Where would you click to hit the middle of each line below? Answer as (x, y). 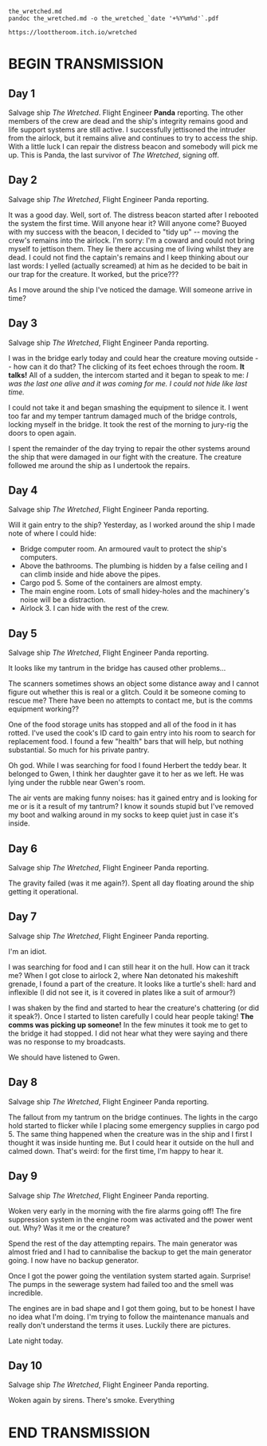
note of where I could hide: (53, 533)
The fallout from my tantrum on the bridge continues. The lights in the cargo (133, 1117)
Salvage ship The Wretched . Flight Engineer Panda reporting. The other (126, 113)
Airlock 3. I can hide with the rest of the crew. (94, 608)
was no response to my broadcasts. (67, 1041)
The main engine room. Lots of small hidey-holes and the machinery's (134, 592)
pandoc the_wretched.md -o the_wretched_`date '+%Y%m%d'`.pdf (114, 18)
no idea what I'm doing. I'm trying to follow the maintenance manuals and (129, 1317)
